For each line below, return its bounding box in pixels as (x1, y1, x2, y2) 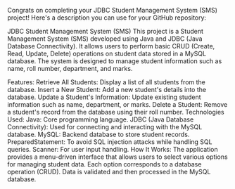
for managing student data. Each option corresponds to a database (7, 160, 202, 168)
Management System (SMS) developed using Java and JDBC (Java (7, 34, 203, 43)
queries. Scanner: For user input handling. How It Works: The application (7, 145, 218, 153)
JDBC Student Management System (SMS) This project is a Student (7, 27, 204, 35)
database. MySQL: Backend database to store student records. (7, 130, 190, 138)
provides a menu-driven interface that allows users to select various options (7, 152, 228, 161)
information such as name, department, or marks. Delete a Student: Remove (7, 100, 228, 108)
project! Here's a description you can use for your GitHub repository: (7, 13, 206, 22)
